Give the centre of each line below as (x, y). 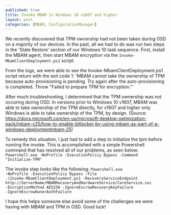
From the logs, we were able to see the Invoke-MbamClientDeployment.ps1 (84, 71)
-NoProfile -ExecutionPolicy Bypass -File (51, 174)
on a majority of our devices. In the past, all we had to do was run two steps (85, 45)
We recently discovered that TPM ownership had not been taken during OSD (86, 39)
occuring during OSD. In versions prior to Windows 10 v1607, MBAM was (81, 102)
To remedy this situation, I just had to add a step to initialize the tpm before (84, 139)
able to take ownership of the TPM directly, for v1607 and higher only (78, 107)
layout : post (19, 19)
